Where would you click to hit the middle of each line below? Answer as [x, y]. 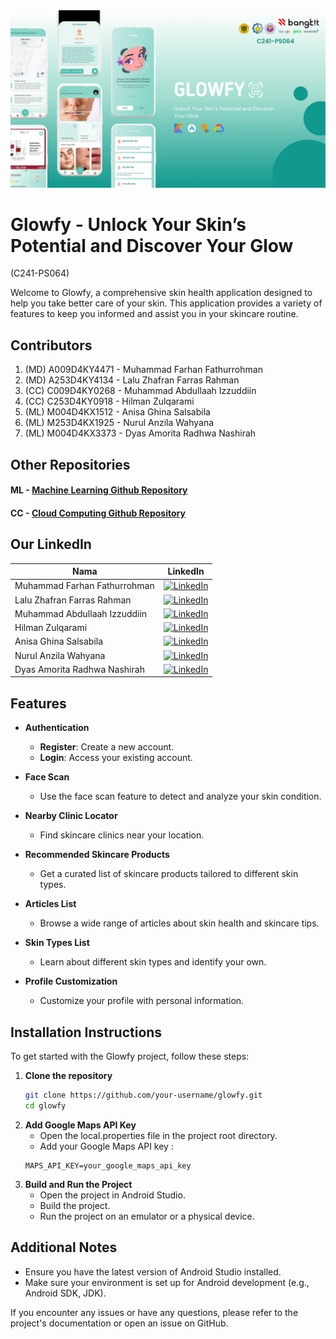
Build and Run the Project [78, 1184]
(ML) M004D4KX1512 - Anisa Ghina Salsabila [117, 412]
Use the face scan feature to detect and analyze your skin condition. [180, 796]
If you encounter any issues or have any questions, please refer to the [154, 1312]
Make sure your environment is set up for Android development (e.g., [167, 1282]
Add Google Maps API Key [80, 1125]
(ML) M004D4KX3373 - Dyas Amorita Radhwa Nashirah [140, 433]
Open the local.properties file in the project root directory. [158, 1135]
